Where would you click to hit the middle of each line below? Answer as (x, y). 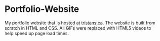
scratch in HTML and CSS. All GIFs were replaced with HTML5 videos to (78, 28)
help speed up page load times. (37, 33)
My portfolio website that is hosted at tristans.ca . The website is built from (80, 23)
